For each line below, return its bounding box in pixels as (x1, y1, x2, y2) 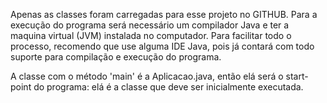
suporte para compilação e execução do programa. (10, 51, 222, 63)
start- (285, 70, 309, 82)
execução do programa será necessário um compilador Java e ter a (10, 19, 290, 31)
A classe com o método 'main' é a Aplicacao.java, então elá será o (10, 70, 284, 82)
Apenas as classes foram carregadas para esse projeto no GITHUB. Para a (10, 9, 318, 20)
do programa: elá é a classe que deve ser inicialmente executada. (33, 81, 304, 93)
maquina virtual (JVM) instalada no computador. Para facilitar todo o (10, 30, 292, 41)
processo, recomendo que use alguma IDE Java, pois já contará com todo (10, 40, 315, 52)
